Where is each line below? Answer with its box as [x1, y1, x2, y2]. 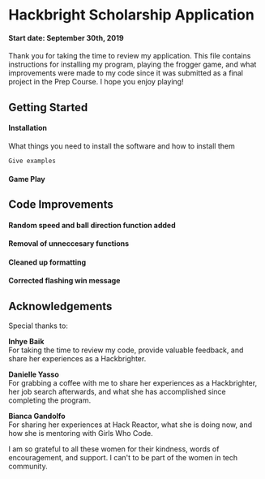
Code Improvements [8, 197, 113, 211]
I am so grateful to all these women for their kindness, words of [8, 444, 220, 454]
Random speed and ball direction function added [8, 220, 176, 230]
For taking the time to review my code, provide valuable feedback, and [8, 345, 244, 355]
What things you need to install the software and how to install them [8, 140, 235, 151]
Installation [8, 123, 47, 133]
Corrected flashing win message [8, 276, 121, 286]
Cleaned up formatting [8, 257, 87, 267]
